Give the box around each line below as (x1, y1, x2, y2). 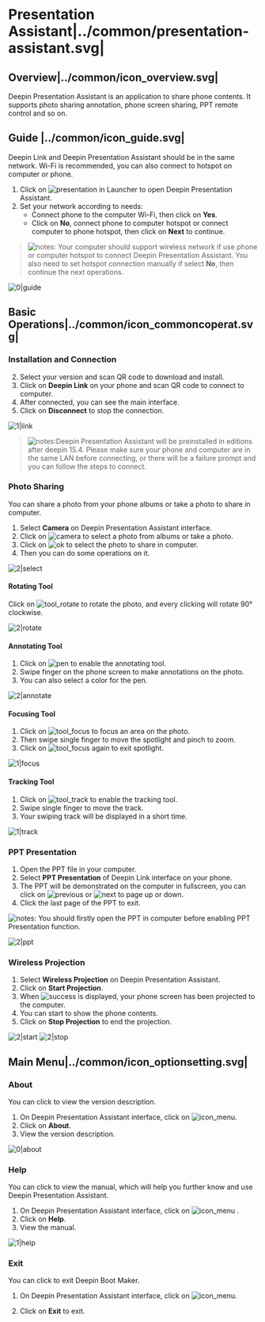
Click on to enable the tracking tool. (19, 794, 178, 804)
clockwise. (8, 608, 44, 617)
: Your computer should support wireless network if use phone (54, 241, 258, 251)
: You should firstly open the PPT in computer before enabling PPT (34, 913, 251, 923)
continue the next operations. (27, 267, 124, 276)
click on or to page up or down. (19, 889, 184, 899)
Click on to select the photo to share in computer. (19, 540, 199, 549)
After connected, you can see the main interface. (19, 397, 180, 407)
